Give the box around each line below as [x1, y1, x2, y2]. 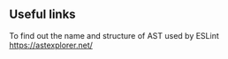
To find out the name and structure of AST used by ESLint [9, 30, 219, 41]
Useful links [9, 7, 77, 22]
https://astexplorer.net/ [9, 40, 93, 50]
